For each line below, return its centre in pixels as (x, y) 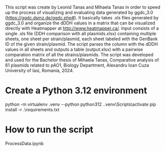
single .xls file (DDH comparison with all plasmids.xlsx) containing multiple (81, 34)
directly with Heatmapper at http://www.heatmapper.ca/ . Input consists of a (82, 28)
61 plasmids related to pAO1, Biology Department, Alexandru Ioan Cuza (77, 65)
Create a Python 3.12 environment (76, 91)
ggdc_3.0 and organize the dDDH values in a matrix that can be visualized (80, 23)
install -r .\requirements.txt (32, 109)
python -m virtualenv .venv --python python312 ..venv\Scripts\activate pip (81, 104)
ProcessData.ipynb (24, 143)
